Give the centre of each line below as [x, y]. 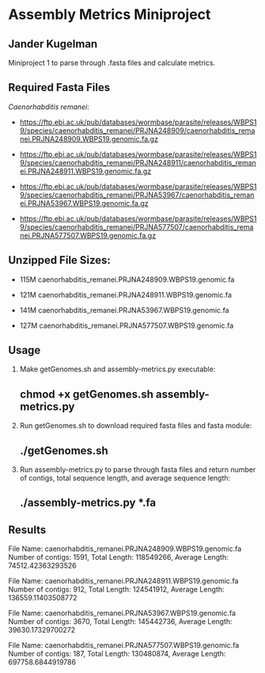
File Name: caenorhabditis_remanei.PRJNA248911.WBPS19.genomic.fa [123, 581]
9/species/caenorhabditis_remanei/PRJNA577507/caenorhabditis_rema [136, 226]
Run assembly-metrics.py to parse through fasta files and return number [138, 470]
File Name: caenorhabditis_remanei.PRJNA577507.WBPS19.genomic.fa [124, 645]
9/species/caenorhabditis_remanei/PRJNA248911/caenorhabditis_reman [138, 162]
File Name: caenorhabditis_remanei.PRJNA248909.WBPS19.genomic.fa [125, 549]
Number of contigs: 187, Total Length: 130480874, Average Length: [117, 654]
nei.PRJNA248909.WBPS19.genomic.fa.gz [89, 139]
